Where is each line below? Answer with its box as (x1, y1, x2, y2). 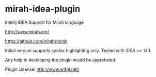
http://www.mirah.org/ (5, 29, 49, 34)
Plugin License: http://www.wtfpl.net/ (5, 66, 79, 72)
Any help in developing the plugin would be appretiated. (5, 57, 117, 62)
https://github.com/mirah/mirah (5, 38, 68, 44)
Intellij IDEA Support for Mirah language (5, 19, 84, 25)
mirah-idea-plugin (5, 3, 80, 15)
